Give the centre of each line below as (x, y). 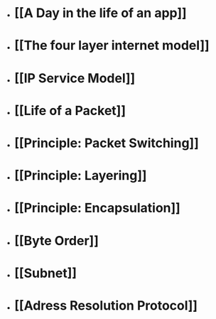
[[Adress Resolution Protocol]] (106, 305)
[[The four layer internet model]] (112, 46)
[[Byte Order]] (56, 240)
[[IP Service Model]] (75, 78)
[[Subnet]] (45, 273)
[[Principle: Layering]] (80, 176)
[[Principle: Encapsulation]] (97, 208)
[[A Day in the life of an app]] (100, 13)
